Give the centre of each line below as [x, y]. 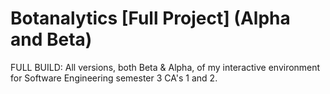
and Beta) [51, 39]
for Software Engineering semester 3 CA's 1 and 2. [114, 78]
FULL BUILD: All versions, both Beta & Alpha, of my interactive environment [165, 67]
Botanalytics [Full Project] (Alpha [150, 18]
